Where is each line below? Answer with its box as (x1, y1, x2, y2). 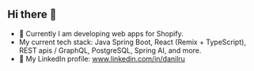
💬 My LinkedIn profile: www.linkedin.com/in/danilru (18, 54, 185, 63)
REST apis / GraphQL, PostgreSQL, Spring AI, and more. (18, 45, 202, 55)
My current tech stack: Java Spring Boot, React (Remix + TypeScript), (18, 37, 247, 47)
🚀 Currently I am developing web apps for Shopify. (18, 28, 184, 38)
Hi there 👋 (7, 8, 57, 21)
